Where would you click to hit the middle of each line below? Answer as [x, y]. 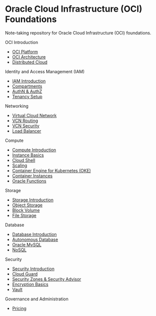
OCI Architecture [29, 57]
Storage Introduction [33, 200]
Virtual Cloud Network [34, 115]
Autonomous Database [35, 239]
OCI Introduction [22, 42]
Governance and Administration [37, 299]
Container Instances [32, 176]
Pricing [19, 308]
